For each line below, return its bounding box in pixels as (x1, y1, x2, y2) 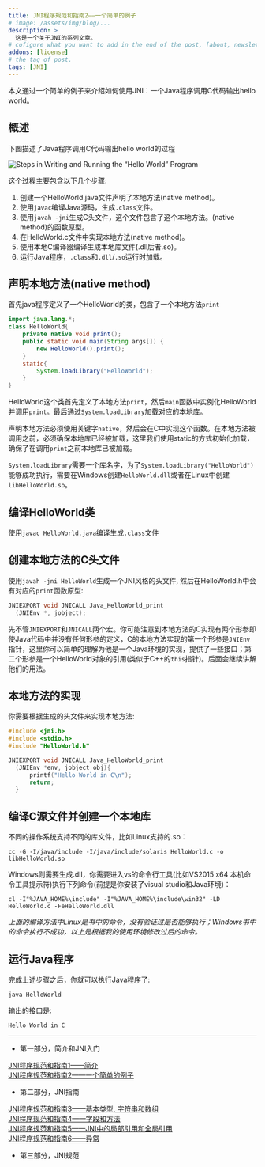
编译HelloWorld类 (8, 506, 95, 519)
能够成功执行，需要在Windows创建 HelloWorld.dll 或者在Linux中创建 (8, 470, 230, 479)
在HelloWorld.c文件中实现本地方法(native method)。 (19, 232, 189, 241)
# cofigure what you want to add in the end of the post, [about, (8, 41, 231, 49)
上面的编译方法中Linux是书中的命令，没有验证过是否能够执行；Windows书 (8, 917, 250, 926)
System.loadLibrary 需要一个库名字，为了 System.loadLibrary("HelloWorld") (8, 460, 254, 470)
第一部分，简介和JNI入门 (19, 1044, 101, 1053)
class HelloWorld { (8, 323, 69, 331)
